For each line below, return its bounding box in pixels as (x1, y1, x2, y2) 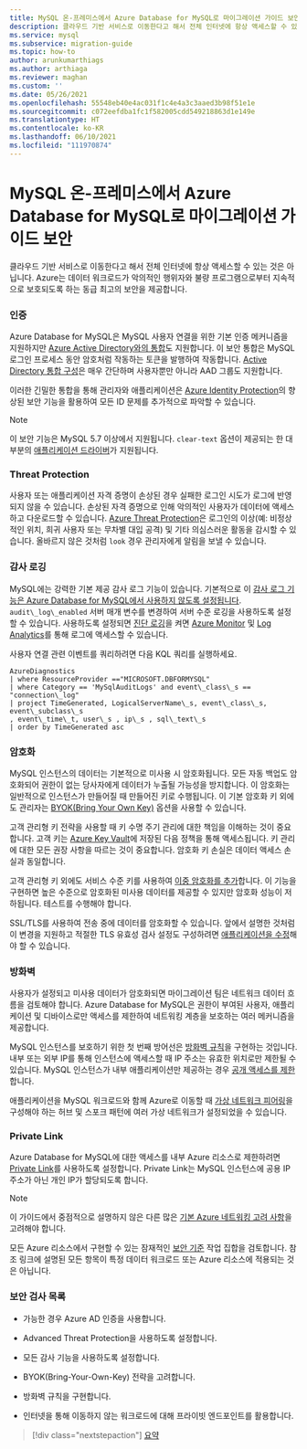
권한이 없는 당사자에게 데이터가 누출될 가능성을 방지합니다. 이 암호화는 (40, 778, 291, 790)
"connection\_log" (9, 691, 79, 700)
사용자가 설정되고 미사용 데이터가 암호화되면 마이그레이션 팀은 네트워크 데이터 (9, 988, 286, 999)
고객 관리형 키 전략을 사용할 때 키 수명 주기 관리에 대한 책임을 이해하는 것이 (9, 821, 275, 832)
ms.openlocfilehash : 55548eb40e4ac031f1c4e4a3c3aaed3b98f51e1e (9, 98, 256, 108)
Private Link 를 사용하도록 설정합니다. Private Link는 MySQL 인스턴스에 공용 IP (9, 1163, 291, 1174)
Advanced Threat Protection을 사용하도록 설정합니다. (22, 1332, 217, 1343)
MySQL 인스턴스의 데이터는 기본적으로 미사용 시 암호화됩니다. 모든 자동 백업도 (9, 767, 288, 778)
